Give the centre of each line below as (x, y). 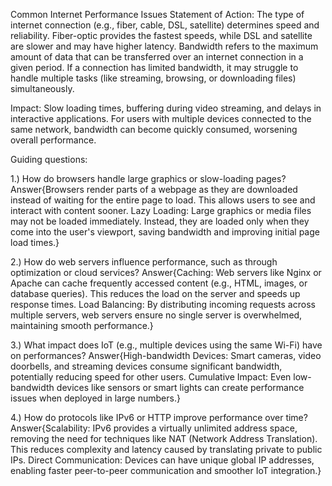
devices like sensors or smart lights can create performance (180, 387)
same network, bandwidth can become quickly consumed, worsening (154, 129)
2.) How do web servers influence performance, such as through (144, 262)
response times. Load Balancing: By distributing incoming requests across (163, 304)
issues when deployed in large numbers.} (95, 398)
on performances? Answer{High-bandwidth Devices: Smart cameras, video (166, 355)
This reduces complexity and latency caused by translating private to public (166, 449)
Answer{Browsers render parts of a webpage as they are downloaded (154, 189)
